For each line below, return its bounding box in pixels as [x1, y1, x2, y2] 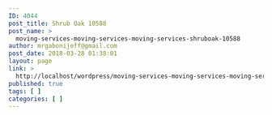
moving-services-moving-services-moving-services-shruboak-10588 [15, 34, 241, 43]
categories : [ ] [8, 95, 63, 103]
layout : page [8, 57, 53, 66]
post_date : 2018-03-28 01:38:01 [8, 49, 117, 57]
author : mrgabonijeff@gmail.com [8, 42, 117, 50]
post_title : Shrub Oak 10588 [8, 19, 107, 28]
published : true [8, 79, 63, 87]
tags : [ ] [8, 87, 42, 96]
